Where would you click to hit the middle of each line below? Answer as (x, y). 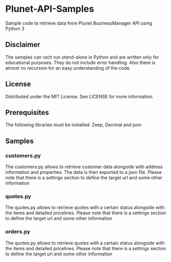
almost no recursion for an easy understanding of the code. (68, 68)
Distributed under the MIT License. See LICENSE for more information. (80, 96)
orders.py (18, 232)
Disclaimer (23, 45)
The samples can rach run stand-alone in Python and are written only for (82, 57)
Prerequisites (27, 113)
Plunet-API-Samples (50, 9)
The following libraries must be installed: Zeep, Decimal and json (73, 125)
